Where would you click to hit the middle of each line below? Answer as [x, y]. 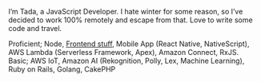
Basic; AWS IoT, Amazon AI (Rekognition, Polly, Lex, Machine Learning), [126, 61]
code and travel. [35, 28]
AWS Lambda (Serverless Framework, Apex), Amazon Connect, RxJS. [123, 52]
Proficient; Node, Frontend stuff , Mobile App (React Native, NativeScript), [129, 44]
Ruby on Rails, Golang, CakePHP [62, 69]
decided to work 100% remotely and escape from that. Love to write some [131, 20]
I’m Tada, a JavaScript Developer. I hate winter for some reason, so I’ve [126, 12]
